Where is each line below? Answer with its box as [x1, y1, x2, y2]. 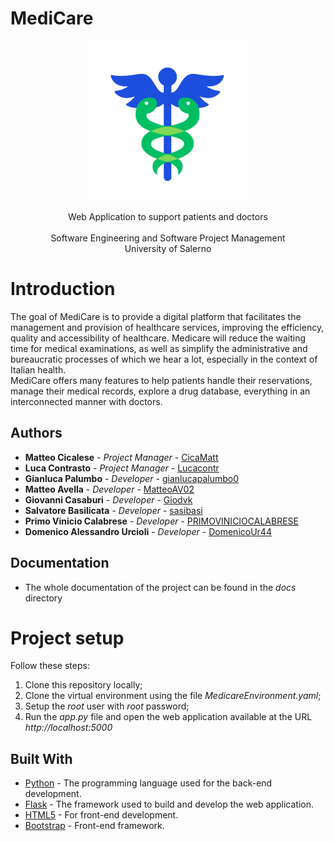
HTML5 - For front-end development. [24, 809, 179, 821]
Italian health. [10, 363, 67, 376]
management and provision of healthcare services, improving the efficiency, [10, 321, 325, 333]
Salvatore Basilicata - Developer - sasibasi [24, 504, 203, 516]
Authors [10, 425, 63, 442]
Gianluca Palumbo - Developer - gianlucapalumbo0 [24, 472, 239, 484]
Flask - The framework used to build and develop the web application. [24, 798, 315, 811]
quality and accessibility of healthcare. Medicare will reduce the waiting [10, 332, 307, 344]
